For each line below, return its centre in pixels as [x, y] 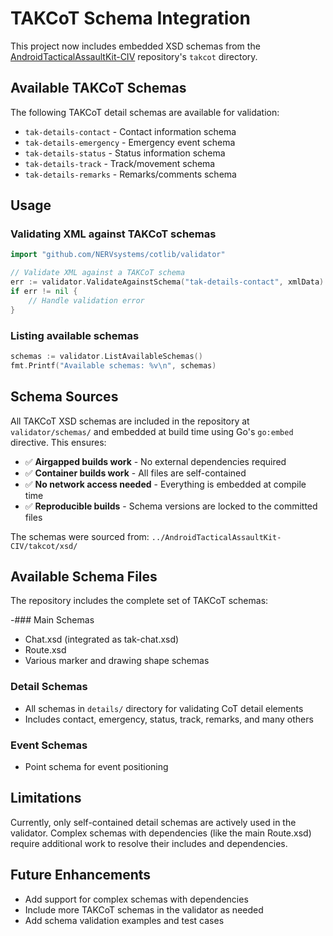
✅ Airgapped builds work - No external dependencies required [155, 461]
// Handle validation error [86, 300]
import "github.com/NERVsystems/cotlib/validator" [118, 255]
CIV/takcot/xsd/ [44, 546]
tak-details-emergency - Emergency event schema [130, 142]
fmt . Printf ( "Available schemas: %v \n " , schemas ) [113, 365]
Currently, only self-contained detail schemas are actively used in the [153, 822]
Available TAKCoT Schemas [98, 88]
